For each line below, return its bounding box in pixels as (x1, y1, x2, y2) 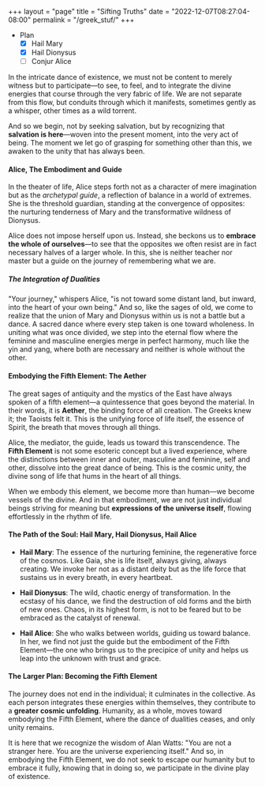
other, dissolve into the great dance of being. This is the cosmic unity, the (8, 462, 247, 473)
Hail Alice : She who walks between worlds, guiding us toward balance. (19, 628, 251, 638)
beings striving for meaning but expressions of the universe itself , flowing (8, 503, 252, 513)
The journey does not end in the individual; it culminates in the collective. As (8, 689, 256, 699)
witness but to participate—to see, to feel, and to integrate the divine (8, 81, 231, 90)
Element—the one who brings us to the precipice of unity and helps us (19, 645, 249, 654)
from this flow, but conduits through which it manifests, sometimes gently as (8, 98, 256, 107)
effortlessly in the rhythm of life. (8, 511, 113, 521)
